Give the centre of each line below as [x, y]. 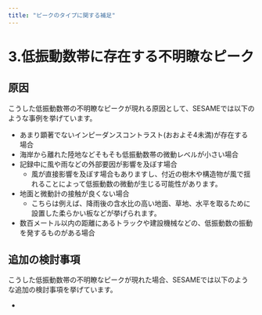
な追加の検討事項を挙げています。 [63, 290]
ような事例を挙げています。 [52, 118]
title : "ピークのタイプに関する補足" [62, 15]
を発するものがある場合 [57, 233]
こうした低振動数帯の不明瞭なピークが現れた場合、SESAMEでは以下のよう [128, 280]
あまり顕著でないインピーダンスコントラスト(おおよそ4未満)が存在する [134, 135]
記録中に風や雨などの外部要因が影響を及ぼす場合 [98, 164]
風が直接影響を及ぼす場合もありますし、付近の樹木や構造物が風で [137, 174]
